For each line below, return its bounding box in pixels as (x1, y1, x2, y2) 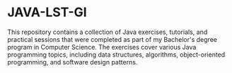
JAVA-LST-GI (7, 4, 87, 21)
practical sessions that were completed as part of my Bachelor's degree (7, 35, 218, 43)
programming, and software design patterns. (7, 57, 138, 66)
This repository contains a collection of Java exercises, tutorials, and (7, 28, 208, 36)
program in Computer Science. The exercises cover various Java (7, 43, 197, 51)
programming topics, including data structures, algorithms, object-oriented (7, 50, 226, 59)
